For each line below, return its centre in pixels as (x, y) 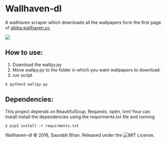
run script (22, 75)
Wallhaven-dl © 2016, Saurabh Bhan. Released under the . (80, 135)
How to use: (24, 53)
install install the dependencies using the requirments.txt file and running (80, 117)
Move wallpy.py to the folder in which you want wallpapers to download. (86, 70)
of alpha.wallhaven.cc (28, 27)
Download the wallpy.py (37, 65)
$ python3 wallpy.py (27, 84)
